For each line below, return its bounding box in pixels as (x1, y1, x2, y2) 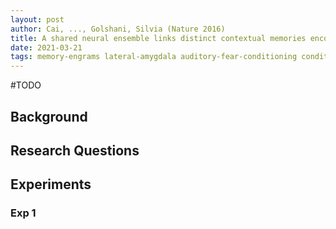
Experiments (10, 176, 92, 193)
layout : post (10, 14, 65, 25)
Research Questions (10, 142, 140, 159)
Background (10, 108, 88, 125)
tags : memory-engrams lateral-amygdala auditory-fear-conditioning (10, 52, 298, 62)
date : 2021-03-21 (10, 42, 83, 53)
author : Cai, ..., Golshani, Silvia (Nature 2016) (10, 24, 226, 34)
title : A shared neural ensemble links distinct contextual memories (10, 33, 307, 43)
